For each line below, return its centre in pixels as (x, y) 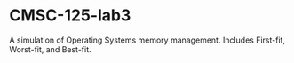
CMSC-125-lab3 (70, 16)
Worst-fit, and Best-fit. (50, 49)
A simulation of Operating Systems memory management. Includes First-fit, (147, 40)
